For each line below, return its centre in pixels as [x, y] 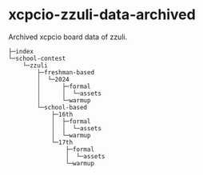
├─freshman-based [66, 72]
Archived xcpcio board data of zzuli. [68, 37]
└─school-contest [37, 58]
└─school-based [62, 107]
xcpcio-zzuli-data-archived [102, 15]
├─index [21, 51]
